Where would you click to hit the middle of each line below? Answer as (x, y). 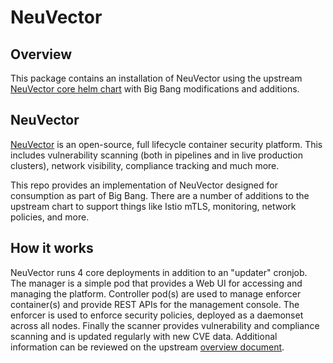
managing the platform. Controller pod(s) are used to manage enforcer (156, 293)
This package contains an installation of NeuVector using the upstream (156, 78)
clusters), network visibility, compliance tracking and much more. (145, 165)
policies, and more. (50, 217)
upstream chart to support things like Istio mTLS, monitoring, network (153, 206)
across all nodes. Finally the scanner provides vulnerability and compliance (165, 325)
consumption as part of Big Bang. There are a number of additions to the (160, 195)
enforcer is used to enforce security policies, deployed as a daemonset (157, 315)
